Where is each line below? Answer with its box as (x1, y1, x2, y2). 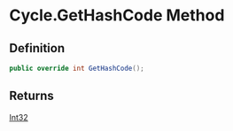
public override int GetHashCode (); (9, 64, 144, 73)
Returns (9, 89, 55, 104)
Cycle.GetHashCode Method (9, 5, 225, 26)
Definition (9, 41, 65, 56)
